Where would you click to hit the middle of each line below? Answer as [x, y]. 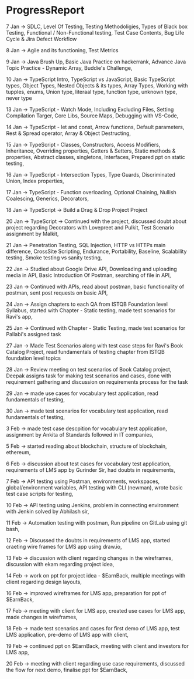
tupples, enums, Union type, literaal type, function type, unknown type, [92, 92]
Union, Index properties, [35, 181]
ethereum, [18, 452]
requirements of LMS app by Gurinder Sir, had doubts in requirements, [91, 469]
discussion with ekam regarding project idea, [60, 564]
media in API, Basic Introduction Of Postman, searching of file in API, [89, 275]
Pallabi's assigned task [34, 334]
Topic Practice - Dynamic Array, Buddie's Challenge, [69, 67]
